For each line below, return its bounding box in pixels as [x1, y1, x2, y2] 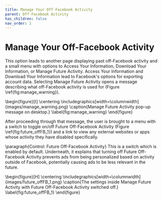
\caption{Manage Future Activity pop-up [69, 104, 151, 110]
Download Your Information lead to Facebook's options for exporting [5, 74, 143, 80]
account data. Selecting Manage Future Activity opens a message [5, 79, 138, 85]
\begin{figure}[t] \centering [5, 99, 60, 105]
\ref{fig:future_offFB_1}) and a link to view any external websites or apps [5, 129, 150, 135]
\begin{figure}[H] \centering [5, 174, 62, 180]
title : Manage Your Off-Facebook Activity [5, 7, 93, 12]
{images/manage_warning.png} [5, 104, 68, 110]
